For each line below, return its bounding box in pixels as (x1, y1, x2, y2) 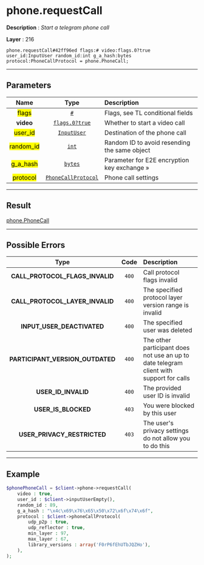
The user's (143, 419, 174, 427)
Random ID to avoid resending (104, 138, 191, 147)
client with (143, 367, 173, 375)
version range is (143, 301, 189, 309)
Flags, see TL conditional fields (104, 108, 193, 117)
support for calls (143, 374, 190, 382)
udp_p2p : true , (28, 519, 69, 525)
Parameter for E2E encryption (104, 156, 189, 164)
